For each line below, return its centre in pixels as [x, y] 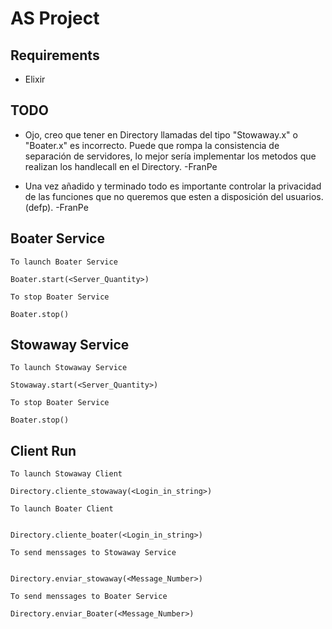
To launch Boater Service [64, 262]
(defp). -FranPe [56, 207]
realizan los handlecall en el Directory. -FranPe [121, 166]
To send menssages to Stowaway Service [93, 553]
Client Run [43, 450]
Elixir [35, 79]
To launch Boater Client [62, 509]
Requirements [55, 55]
